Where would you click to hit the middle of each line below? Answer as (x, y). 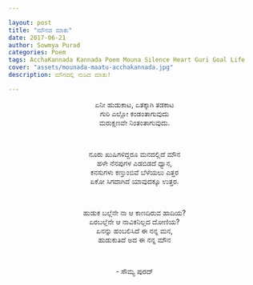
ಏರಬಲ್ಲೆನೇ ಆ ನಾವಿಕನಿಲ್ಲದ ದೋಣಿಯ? (135, 222)
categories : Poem (37, 53)
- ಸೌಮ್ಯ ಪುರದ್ (135, 271)
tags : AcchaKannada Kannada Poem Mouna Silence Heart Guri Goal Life (127, 60)
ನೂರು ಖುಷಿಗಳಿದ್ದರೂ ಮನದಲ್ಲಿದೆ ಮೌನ (135, 154)
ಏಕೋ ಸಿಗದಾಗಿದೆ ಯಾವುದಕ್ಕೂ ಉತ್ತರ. (135, 181)
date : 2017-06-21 (37, 38)
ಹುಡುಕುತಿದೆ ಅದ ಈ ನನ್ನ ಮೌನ (135, 239)
